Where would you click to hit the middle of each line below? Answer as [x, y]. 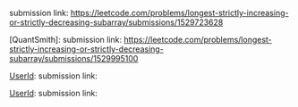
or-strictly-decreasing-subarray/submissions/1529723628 [116, 22]
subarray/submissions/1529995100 [74, 58]
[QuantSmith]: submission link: [66, 40]
